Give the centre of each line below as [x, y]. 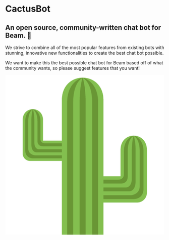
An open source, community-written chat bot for [83, 28]
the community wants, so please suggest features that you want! [73, 68]
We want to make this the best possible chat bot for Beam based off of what [84, 63]
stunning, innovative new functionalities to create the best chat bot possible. [84, 53]
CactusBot [28, 9]
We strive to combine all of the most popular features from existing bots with [85, 48]
